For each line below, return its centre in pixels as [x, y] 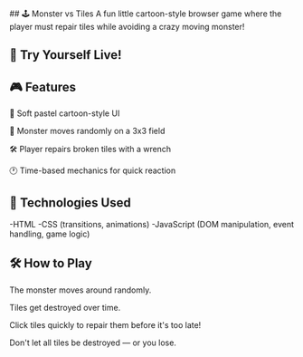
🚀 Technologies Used [70, 203]
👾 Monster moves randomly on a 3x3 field [87, 131]
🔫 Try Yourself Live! [66, 55]
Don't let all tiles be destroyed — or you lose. [93, 343]
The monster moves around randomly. [80, 290]
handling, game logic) [50, 234]
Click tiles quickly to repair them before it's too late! [105, 324]
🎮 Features [43, 87]
